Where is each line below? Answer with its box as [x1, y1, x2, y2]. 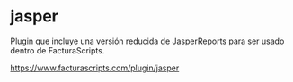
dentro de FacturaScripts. [10, 45, 105, 55]
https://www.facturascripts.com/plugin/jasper [10, 62, 180, 73]
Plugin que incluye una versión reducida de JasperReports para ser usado [10, 36, 285, 46]
